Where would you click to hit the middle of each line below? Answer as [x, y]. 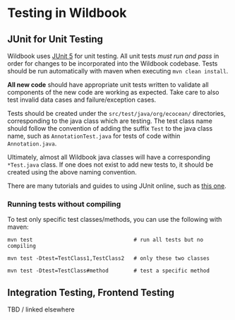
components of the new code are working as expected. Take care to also [114, 92]
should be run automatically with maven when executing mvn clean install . [118, 71]
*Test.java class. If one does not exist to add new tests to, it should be [110, 165]
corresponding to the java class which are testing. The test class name [110, 121]
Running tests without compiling [64, 204]
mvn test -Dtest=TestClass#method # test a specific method [109, 271]
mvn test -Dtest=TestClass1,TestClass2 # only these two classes [109, 259]
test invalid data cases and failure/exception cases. [82, 100]
